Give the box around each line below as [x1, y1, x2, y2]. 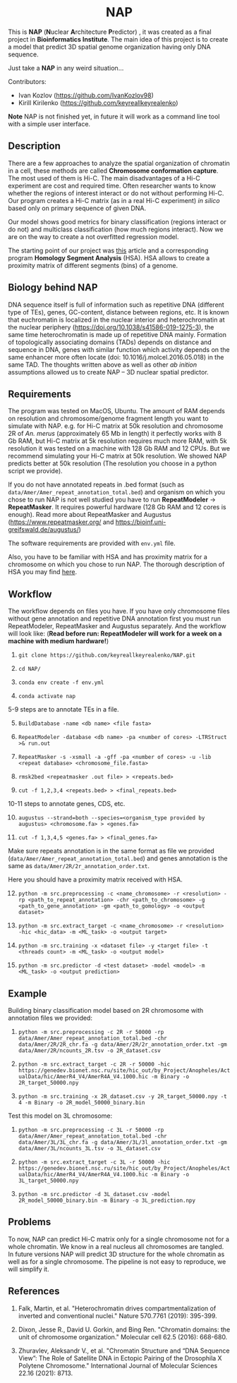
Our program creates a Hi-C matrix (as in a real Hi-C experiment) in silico [8, 196, 221, 205]
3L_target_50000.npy [18, 1177, 79, 1184]
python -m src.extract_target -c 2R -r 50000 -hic [18, 1061, 171, 1068]
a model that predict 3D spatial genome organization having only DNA [8, 42, 211, 51]
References [8, 1285, 60, 1298]
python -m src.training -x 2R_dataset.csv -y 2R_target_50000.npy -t [18, 1093, 228, 1100]
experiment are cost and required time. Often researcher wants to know [8, 181, 217, 190]
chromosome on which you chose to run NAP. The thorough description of [8, 560, 225, 568]
